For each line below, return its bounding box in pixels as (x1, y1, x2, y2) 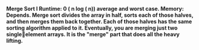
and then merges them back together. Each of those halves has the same (6, 18, 192, 25)
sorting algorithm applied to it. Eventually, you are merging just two (6, 24, 178, 31)
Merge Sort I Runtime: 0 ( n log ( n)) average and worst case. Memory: (6, 5, 185, 12)
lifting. (6, 37, 23, 44)
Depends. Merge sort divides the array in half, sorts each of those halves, (6, 11, 194, 19)
